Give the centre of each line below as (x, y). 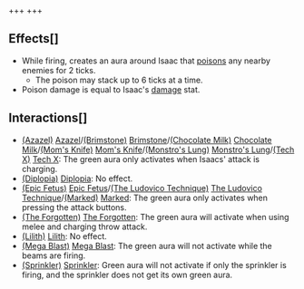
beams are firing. (54, 255)
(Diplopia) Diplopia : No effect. (77, 178)
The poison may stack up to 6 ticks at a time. (119, 80)
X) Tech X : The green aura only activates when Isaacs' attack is (141, 159)
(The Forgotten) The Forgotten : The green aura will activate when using (155, 217)
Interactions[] (48, 118)
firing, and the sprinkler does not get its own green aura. (127, 275)
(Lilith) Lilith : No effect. (64, 236)
